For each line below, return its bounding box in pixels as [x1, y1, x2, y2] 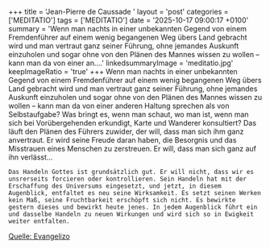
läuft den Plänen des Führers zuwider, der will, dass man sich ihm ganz [8, 127, 244, 136]
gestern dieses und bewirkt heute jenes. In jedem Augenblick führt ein [8, 203, 258, 211]
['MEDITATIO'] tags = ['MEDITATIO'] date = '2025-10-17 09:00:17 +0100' [8, 15, 249, 25]
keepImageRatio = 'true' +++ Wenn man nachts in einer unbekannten [8, 67, 238, 76]
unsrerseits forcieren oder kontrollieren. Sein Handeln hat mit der [8, 175, 247, 183]
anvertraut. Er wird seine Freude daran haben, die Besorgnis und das [8, 135, 237, 144]
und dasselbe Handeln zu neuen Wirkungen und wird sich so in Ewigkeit [8, 210, 254, 218]
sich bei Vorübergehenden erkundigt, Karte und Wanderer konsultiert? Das [8, 118, 256, 127]
